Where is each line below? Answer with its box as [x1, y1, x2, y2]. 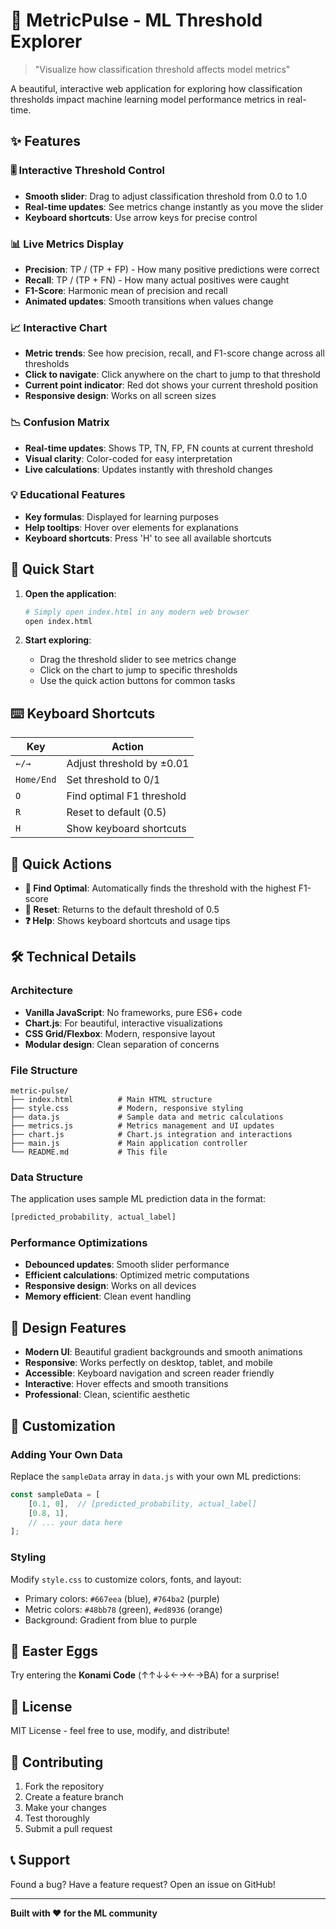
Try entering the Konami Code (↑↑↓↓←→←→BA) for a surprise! [10, 1669, 280, 1681]
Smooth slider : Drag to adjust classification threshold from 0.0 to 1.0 [24, 190, 308, 202]
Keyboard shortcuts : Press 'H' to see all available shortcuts [24, 532, 272, 544]
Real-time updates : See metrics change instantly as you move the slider [24, 200, 324, 213]
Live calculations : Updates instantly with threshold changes [24, 463, 273, 475]
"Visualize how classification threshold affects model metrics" [34, 63, 291, 75]
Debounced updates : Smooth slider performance [24, 1259, 230, 1271]
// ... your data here [28, 1517, 123, 1528]
